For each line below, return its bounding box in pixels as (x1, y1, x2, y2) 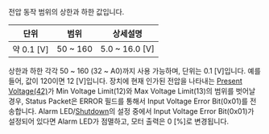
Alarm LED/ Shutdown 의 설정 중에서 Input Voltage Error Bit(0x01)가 (38, 107, 255, 115)
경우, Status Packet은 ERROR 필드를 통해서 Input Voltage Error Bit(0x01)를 (8, 96, 248, 106)
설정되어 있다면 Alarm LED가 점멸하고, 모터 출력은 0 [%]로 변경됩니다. (8, 116, 230, 126)
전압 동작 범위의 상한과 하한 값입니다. (8, 7, 125, 16)
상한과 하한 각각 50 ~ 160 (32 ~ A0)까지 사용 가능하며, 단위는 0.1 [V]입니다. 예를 (8, 66, 262, 75)
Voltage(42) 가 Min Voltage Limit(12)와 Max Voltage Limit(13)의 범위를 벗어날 (8, 86, 256, 95)
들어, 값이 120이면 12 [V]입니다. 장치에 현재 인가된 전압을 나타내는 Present (8, 76, 243, 86)
